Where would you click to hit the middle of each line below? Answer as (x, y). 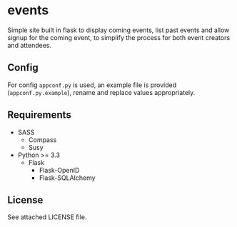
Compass (42, 140)
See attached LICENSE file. (47, 217)
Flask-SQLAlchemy (67, 178)
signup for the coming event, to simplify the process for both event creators (119, 37)
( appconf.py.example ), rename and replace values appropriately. (101, 92)
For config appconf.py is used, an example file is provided (92, 85)
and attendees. (30, 45)
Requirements (39, 115)
